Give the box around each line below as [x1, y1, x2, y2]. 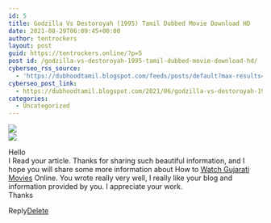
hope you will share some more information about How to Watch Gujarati [8, 165, 250, 175]
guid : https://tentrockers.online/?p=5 [8, 49, 143, 57]
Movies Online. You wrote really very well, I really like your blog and [8, 173, 233, 183]
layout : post [8, 42, 52, 50]
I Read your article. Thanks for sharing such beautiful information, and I [8, 156, 245, 166]
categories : [8, 95, 48, 103]
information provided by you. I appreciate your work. [8, 182, 183, 191]
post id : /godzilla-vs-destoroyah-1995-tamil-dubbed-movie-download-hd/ [8, 57, 258, 65]
